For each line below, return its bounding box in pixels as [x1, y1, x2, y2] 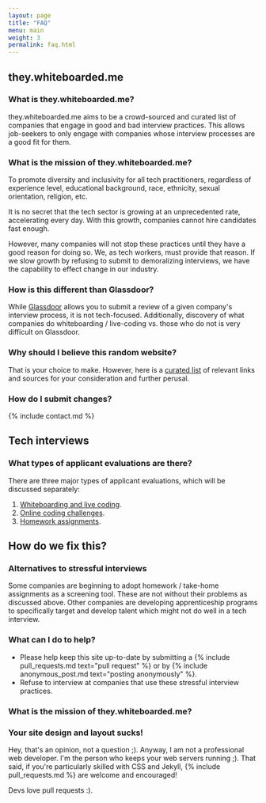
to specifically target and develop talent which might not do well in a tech [8, 606, 247, 616]
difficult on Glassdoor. [8, 328, 81, 337]
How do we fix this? [8, 540, 107, 553]
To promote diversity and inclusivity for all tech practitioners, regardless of [8, 175, 252, 184]
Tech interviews [8, 434, 89, 448]
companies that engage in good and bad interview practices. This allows [8, 120, 245, 130]
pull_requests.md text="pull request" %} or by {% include [19, 661, 208, 670]
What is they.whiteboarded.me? [8, 94, 135, 105]
